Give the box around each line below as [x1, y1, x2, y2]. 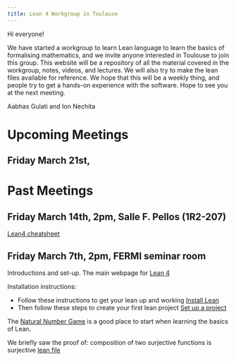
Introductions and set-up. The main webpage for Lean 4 [7, 269, 170, 277]
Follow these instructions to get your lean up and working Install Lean [17, 296, 220, 305]
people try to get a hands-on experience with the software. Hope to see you [7, 80, 228, 89]
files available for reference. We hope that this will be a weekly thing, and [7, 73, 220, 82]
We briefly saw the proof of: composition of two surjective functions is [7, 338, 212, 347]
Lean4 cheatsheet [7, 230, 60, 238]
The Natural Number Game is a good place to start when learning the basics [7, 317, 229, 326]
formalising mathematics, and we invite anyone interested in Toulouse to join [7, 51, 230, 59]
